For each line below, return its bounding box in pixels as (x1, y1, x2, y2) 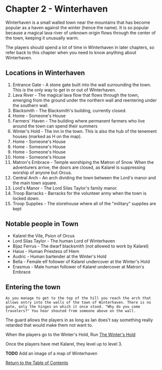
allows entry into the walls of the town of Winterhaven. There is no (5, 300, 151, 305)
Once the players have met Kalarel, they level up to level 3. (5, 341, 123, 347)
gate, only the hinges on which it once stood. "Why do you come (5, 304, 140, 309)
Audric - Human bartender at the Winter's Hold (12, 253, 107, 259)
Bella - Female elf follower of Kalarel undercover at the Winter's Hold (12, 259, 150, 264)
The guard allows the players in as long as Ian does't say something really (5, 317, 153, 323)
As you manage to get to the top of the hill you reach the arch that (5, 296, 151, 301)
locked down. (12, 195, 40, 201)
